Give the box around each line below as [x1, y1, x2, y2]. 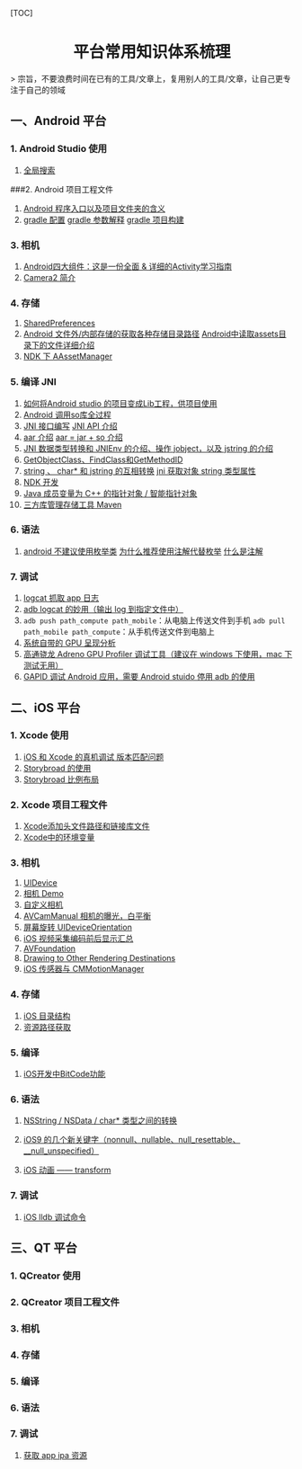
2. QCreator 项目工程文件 [10, 1295, 120, 1308]
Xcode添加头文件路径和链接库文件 [22, 821, 151, 832]
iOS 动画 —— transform [22, 1164, 111, 1176]
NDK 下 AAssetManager [22, 351, 113, 362]
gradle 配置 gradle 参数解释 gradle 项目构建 [22, 214, 185, 225]
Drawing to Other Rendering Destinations [22, 953, 176, 964]
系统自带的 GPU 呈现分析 [22, 637, 116, 648]
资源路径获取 [22, 1021, 71, 1032]
